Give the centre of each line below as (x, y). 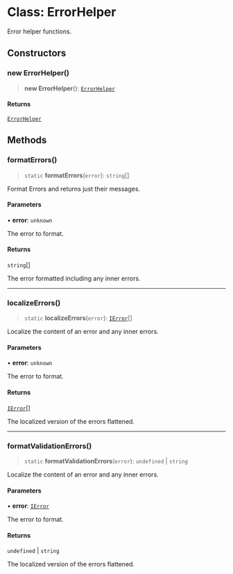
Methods (27, 140)
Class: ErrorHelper (62, 12)
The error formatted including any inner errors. (74, 278)
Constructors (37, 53)
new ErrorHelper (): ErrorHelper (70, 88)
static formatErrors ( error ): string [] (77, 175)
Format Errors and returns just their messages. (74, 189)
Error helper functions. (40, 31)
